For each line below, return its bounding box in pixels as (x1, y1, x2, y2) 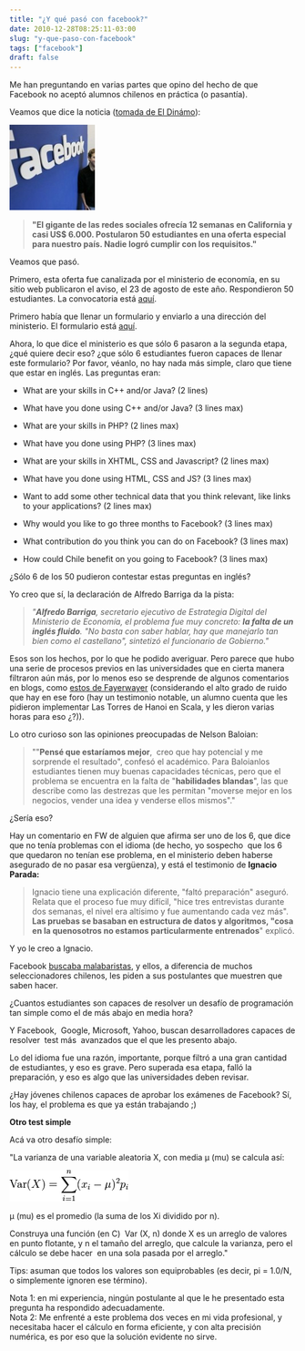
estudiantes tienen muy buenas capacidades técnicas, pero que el (31, 766, 281, 777)
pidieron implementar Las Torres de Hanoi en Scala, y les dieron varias (9, 701, 275, 712)
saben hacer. (9, 980, 58, 991)
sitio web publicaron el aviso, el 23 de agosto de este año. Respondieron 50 (9, 283, 294, 295)
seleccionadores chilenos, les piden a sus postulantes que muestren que (9, 970, 283, 981)
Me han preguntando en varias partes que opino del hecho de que (9, 79, 259, 90)
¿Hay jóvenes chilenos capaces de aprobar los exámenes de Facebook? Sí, (9, 1090, 292, 1100)
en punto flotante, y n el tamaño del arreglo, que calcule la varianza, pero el (9, 1238, 293, 1249)
